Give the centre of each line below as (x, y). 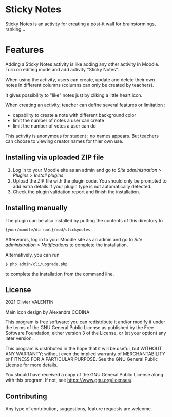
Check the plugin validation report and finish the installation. (76, 192)
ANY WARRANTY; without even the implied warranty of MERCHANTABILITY (85, 354)
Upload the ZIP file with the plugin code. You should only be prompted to (90, 180)
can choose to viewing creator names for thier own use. (64, 141)
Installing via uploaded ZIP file (55, 158)
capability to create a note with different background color (74, 115)
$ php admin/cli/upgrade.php (36, 264)
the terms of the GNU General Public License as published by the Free (80, 328)
